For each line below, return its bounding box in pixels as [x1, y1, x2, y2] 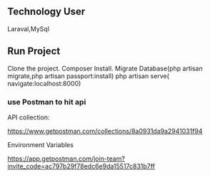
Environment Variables [7, 140, 74, 149]
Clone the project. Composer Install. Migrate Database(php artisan [7, 64, 203, 73]
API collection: [7, 113, 50, 122]
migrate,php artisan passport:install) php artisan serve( [7, 71, 170, 80]
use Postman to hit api [7, 97, 86, 107]
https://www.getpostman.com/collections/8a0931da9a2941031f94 [7, 127, 203, 135]
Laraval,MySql [7, 24, 50, 33]
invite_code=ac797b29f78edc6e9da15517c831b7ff [7, 161, 156, 170]
